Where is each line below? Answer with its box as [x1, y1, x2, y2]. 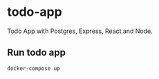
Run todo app [7, 47, 66, 58]
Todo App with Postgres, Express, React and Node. [7, 27, 153, 35]
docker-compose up [7, 65, 60, 72]
